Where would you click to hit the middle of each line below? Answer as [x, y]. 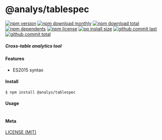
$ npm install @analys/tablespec [40, 92]
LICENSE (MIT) [21, 132]
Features [15, 58]
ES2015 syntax [28, 70]
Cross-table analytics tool [33, 46]
